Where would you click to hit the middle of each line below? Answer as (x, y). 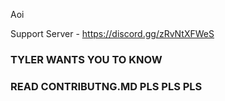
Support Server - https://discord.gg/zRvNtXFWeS (112, 33)
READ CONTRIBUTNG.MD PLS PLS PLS (106, 86)
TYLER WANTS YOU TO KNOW (86, 59)
